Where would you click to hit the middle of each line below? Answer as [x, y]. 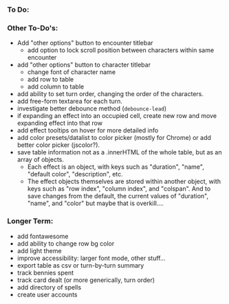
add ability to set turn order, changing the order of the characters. [110, 94]
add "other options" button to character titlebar [84, 65]
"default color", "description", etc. [75, 174]
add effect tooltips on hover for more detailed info [88, 130]
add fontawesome [43, 236]
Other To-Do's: [33, 27]
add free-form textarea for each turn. [69, 102]
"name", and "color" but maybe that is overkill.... [95, 203]
